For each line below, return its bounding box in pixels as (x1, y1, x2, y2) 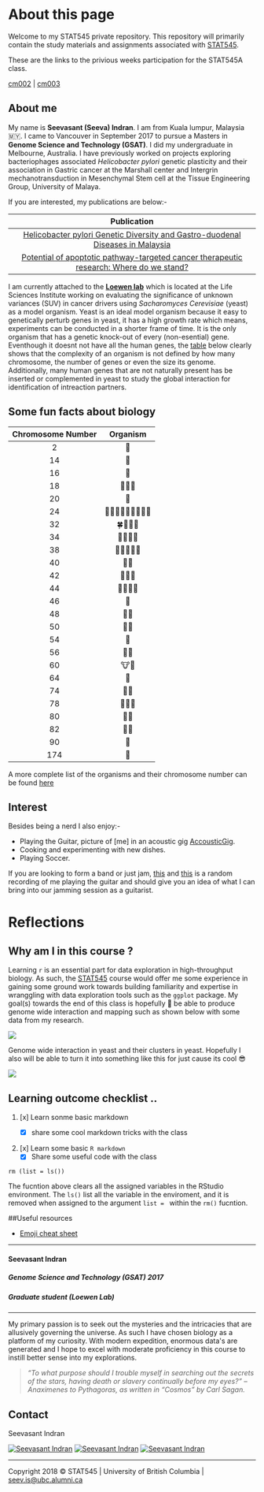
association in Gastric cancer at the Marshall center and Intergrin (8, 165, 218, 174)
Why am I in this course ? (8, 944, 134, 958)
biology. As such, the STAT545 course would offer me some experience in (8, 973, 248, 983)
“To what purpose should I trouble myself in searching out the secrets (27, 1368, 255, 1378)
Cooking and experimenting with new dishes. (19, 845, 167, 854)
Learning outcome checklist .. (8, 1092, 158, 1105)
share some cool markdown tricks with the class (31, 1128, 188, 1137)
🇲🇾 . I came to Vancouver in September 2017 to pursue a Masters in (8, 131, 228, 140)
